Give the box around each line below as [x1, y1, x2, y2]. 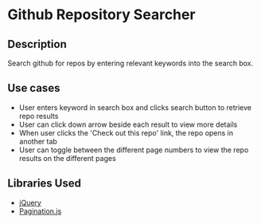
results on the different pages [18, 153, 116, 163]
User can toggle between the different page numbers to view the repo [18, 145, 249, 155]
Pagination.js [18, 206, 62, 216]
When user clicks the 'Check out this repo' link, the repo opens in [18, 128, 234, 137]
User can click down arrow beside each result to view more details [18, 120, 238, 129]
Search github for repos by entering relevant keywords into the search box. [7, 58, 254, 68]
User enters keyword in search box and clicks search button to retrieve [18, 102, 252, 112]
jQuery [18, 198, 41, 207]
